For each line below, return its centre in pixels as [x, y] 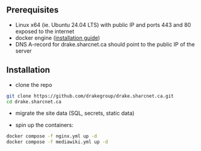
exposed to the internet [45, 31]
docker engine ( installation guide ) [58, 38]
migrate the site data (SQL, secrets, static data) [75, 113]
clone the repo [34, 84]
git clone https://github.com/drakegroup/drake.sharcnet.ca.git [90, 96]
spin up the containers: [44, 125]
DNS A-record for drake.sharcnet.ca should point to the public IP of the [105, 44]
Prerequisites [32, 10]
